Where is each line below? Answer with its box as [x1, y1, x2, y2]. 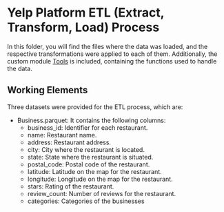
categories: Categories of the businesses [27, 197, 145, 205]
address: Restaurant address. [27, 138, 112, 146]
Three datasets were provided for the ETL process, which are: [7, 102, 183, 111]
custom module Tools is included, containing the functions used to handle [7, 57, 217, 65]
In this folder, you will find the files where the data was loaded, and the [7, 42, 208, 50]
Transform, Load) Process [7, 19, 160, 35]
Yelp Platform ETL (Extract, [7, 5, 164, 21]
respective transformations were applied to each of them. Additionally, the [7, 50, 218, 58]
